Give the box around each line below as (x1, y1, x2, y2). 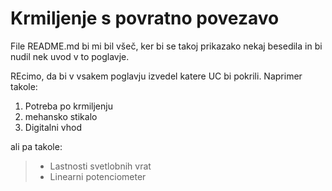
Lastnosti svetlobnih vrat (49, 160, 152, 172)
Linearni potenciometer (49, 170, 147, 182)
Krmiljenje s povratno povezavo (10, 7, 280, 30)
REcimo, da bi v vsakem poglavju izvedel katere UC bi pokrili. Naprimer (10, 70, 303, 82)
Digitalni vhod (24, 121, 82, 133)
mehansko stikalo (24, 110, 98, 122)
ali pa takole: (10, 140, 63, 152)
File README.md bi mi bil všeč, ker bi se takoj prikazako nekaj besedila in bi (10, 40, 323, 52)
